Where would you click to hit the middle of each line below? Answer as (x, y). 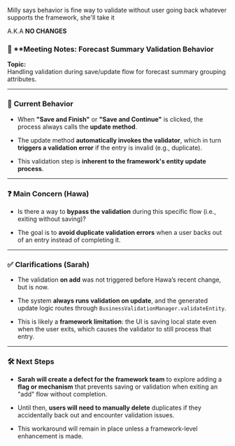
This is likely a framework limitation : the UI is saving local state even (117, 322)
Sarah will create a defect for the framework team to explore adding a (120, 380)
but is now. (33, 287)
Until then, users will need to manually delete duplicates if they (109, 408)
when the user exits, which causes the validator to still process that (114, 329)
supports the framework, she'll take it (61, 17)
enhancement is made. (50, 436)
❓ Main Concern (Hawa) (48, 194)
